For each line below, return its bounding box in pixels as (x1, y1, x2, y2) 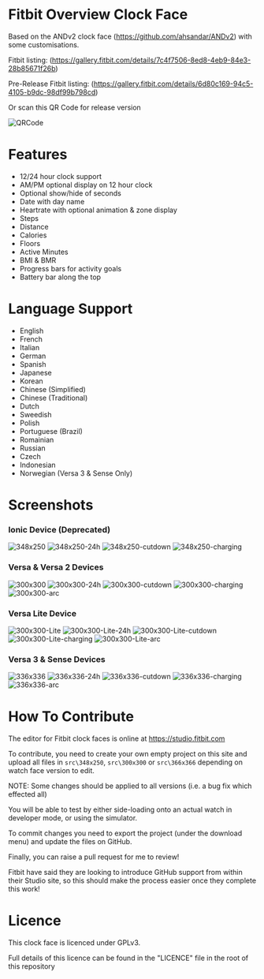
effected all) (8, 790, 47, 799)
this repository (8, 962, 55, 971)
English (19, 326, 44, 335)
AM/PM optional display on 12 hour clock (19, 180, 153, 189)
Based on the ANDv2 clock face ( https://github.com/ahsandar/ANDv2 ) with (8, 32, 252, 41)
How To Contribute (8, 708, 134, 726)
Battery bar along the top (19, 272, 101, 282)
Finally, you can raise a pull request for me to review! (8, 852, 180, 861)
